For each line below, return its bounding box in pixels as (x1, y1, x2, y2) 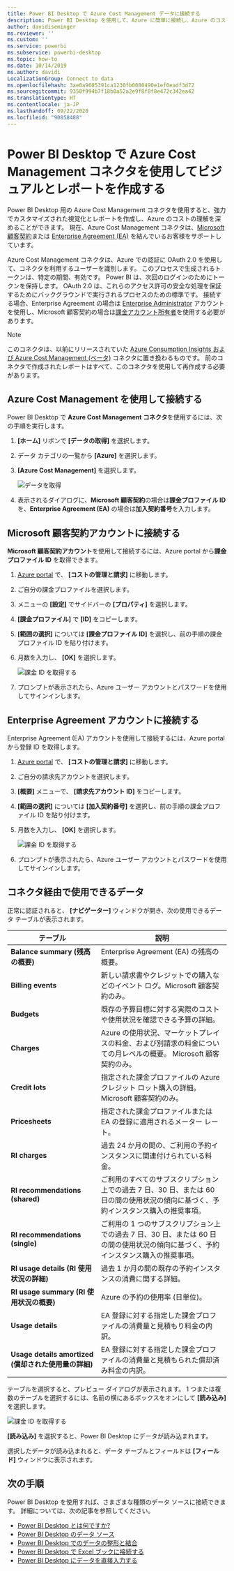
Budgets (10, 1009, 40, 1019)
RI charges (10, 1150, 47, 1160)
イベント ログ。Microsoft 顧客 (114, 981, 212, 990)
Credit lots (10, 1082, 47, 1092)
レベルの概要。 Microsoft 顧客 (121, 1048, 220, 1058)
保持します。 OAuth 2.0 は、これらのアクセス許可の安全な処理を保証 (25, 281, 221, 290)
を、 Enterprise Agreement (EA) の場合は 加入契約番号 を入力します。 (17, 505, 214, 513)
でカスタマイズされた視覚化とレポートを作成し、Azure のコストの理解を (7, 214, 215, 223)
